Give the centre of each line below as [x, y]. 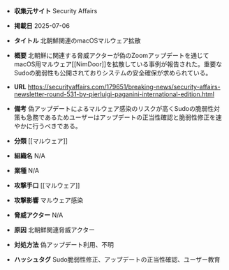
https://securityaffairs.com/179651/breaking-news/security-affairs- [124, 87]
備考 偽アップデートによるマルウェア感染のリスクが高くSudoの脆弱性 [114, 108]
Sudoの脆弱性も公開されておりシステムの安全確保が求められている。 [113, 73]
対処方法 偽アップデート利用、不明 [64, 245]
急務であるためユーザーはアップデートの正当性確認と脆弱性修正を [121, 117]
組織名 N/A [29, 156]
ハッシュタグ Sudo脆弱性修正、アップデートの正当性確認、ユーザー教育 [117, 260]
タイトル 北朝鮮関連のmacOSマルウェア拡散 [77, 40]
